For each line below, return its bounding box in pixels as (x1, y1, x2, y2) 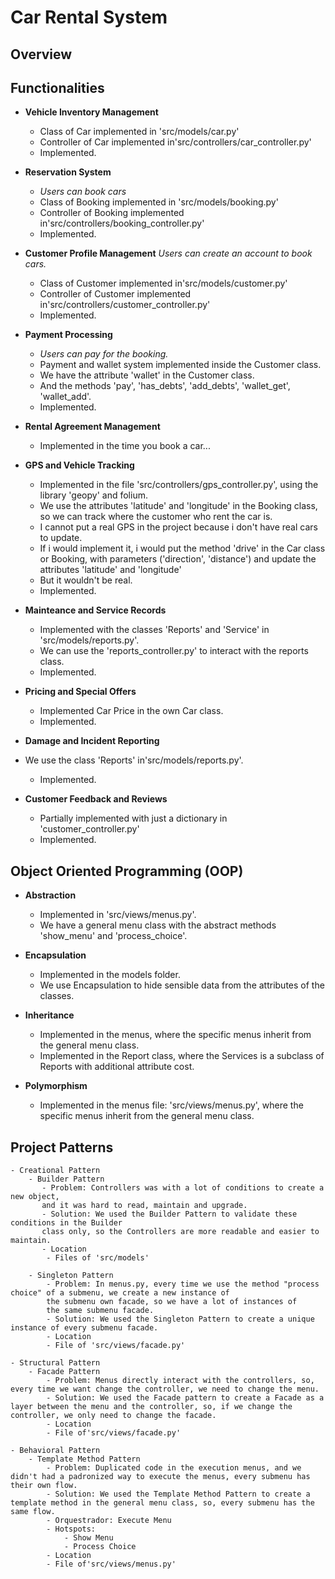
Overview (10, 46, 73, 63)
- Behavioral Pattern (10, 1446, 101, 1456)
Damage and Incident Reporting (24, 735, 160, 747)
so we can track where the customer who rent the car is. (39, 511, 273, 523)
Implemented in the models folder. (39, 969, 181, 981)
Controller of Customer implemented (39, 288, 192, 300)
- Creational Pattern (10, 1166, 101, 1176)
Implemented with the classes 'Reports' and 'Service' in (39, 624, 270, 636)
